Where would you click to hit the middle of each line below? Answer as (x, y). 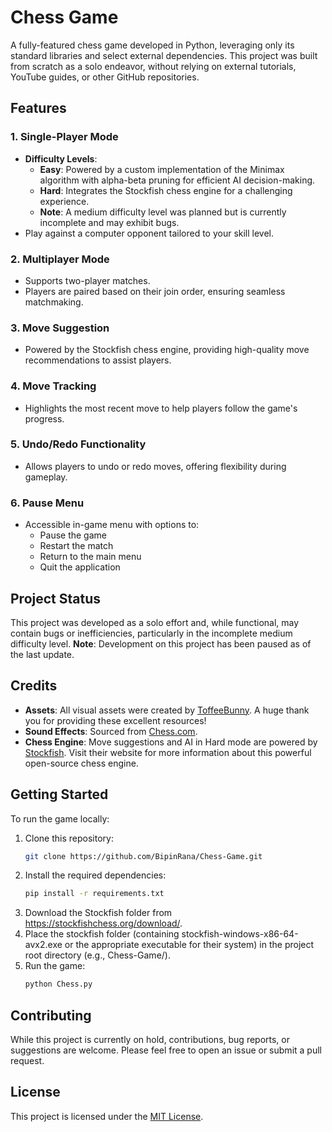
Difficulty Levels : (61, 158)
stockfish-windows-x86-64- (240, 934)
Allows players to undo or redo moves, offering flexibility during (155, 466)
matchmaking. (54, 302)
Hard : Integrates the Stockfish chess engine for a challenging (166, 190)
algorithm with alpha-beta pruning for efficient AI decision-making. (177, 180)
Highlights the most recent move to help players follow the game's (161, 408)
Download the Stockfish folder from (98, 913)
